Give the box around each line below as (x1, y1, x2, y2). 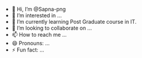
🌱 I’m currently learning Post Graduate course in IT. (11, 18, 137, 25)
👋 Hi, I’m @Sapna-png (11, 6, 66, 12)
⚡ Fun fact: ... (11, 46, 44, 53)
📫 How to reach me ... (11, 31, 67, 38)
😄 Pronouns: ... (11, 40, 50, 47)
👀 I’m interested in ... (11, 12, 62, 19)
